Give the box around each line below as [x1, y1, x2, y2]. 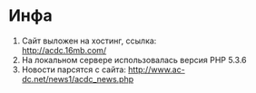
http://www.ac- [127, 64, 185, 75]
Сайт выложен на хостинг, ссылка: [21, 35, 157, 46]
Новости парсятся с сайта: [21, 64, 126, 75]
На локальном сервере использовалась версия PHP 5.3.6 [21, 54, 247, 65]
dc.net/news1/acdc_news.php [21, 73, 133, 84]
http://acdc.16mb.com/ [21, 44, 107, 55]
